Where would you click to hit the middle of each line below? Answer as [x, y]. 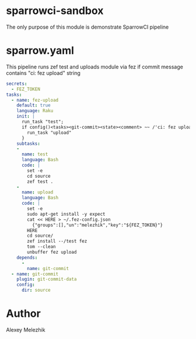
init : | [26, 116]
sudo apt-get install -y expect [66, 214]
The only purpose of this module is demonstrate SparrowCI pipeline [87, 27]
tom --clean [42, 247]
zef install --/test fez [57, 241]
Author [23, 314]
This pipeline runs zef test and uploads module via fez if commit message [95, 67]
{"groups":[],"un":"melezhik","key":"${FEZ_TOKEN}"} [97, 225]
